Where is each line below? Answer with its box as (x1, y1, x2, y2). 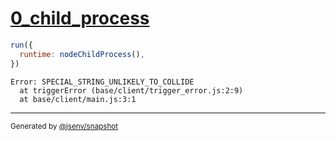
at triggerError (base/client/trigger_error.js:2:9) (19, 85, 244, 96)
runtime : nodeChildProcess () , (19, 49, 145, 59)
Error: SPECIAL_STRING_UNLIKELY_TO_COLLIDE (10, 77, 195, 87)
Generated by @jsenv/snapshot (10, 121, 119, 131)
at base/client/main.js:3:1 (19, 94, 137, 104)
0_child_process (10, 7, 150, 30)
